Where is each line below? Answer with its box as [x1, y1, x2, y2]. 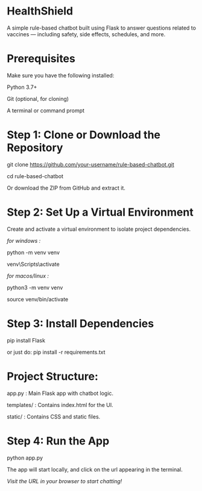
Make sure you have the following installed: [7, 71, 115, 79]
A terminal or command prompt [7, 107, 85, 114]
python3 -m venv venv [7, 284, 63, 291]
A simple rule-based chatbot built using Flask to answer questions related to [7, 24, 197, 31]
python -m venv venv [7, 249, 60, 256]
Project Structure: [7, 370, 98, 383]
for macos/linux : [7, 272, 49, 279]
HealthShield [7, 4, 74, 18]
